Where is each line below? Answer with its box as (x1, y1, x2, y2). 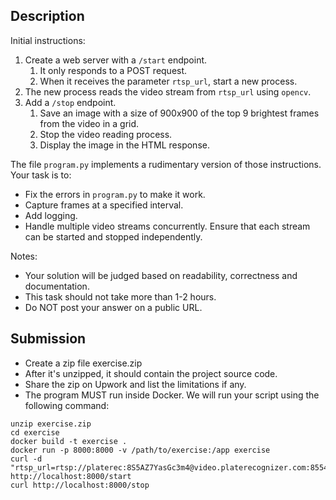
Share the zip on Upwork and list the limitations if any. (24, 378, 247, 390)
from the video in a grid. (39, 117, 140, 129)
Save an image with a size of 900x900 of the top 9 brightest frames (39, 107, 320, 119)
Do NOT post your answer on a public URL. (24, 301, 203, 313)
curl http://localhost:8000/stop (10, 480, 150, 490)
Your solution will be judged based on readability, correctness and (24, 269, 298, 281)
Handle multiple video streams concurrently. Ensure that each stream (24, 220, 311, 232)
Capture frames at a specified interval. (24, 199, 184, 211)
